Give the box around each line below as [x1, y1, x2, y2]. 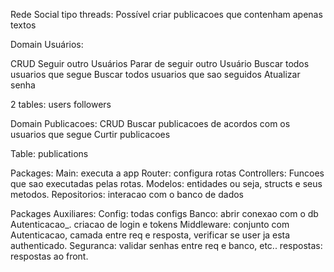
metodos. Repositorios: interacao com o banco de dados [10, 189, 244, 200]
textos [10, 19, 37, 31]
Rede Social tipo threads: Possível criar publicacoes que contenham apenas [10, 9, 323, 20]
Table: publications [10, 148, 89, 159]
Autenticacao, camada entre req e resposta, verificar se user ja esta [10, 229, 291, 241]
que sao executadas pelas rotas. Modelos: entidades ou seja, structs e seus [10, 178, 323, 189]
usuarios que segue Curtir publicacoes [10, 129, 171, 140]
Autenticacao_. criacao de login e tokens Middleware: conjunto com [10, 219, 290, 230]
